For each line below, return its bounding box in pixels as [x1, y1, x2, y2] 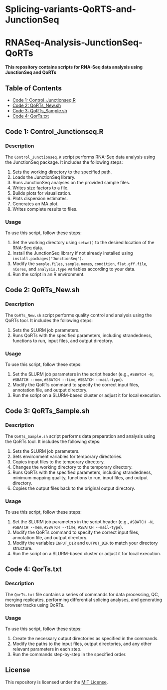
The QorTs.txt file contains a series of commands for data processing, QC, [5, 591, 160, 597]
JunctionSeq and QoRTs [5, 69, 56, 75]
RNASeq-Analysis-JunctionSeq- [5, 37, 143, 48]
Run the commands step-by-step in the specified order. [12, 651, 127, 657]
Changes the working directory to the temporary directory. [12, 464, 133, 470]
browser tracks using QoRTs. [5, 602, 65, 608]
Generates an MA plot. [12, 201, 59, 207]
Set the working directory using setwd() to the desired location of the [12, 239, 155, 245]
